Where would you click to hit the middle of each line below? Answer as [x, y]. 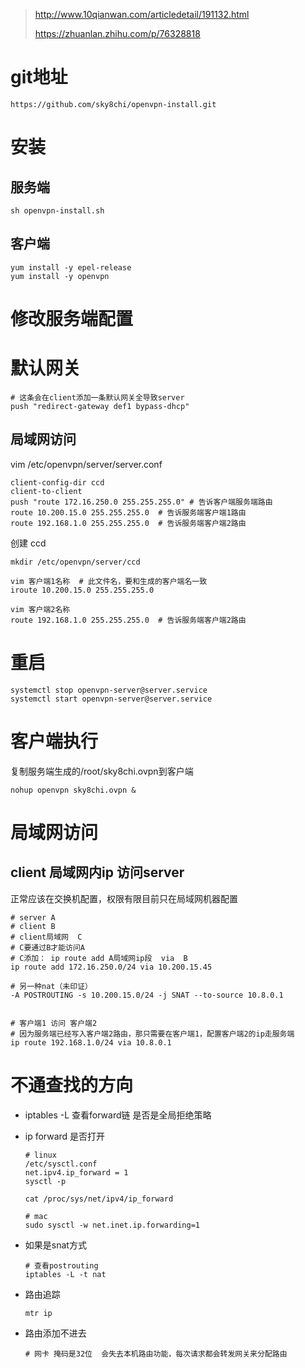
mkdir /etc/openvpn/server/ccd [75, 562]
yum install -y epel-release [71, 267]
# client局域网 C [46, 937]
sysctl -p [45, 1181]
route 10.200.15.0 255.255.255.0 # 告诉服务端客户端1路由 [128, 512]
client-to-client [46, 491]
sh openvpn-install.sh [57, 210]
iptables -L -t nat [65, 1274]
